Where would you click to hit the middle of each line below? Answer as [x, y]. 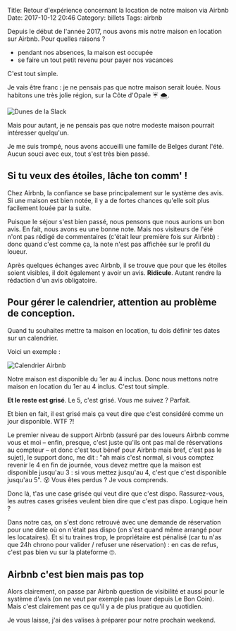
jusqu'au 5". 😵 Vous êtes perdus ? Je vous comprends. [88, 479]
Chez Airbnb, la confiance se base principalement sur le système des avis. [116, 192]
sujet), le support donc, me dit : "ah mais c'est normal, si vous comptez [111, 457]
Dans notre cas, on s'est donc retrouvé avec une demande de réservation [114, 522]
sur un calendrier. [33, 338]
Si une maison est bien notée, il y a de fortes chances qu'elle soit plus [108, 200]
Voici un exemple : [34, 351]
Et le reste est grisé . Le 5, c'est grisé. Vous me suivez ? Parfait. [99, 400]
